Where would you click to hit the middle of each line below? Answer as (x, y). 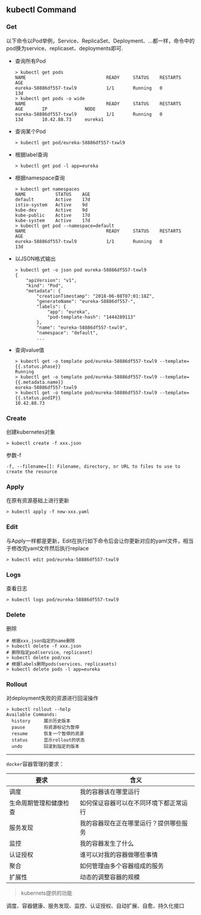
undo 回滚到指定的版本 (45, 747)
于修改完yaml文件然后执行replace (48, 548)
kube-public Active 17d (53, 215)
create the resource (32, 472)
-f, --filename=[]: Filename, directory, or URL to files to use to (93, 466)
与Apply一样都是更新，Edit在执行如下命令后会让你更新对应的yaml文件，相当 (100, 541)
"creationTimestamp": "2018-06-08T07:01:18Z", (96, 296)
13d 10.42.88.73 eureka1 (59, 119)
